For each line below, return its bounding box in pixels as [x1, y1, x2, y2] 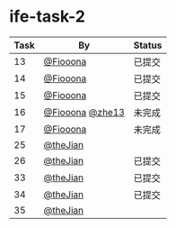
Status [133, 39, 163, 51]
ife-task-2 [9, 6, 85, 27]
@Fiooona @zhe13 [43, 105, 126, 118]
